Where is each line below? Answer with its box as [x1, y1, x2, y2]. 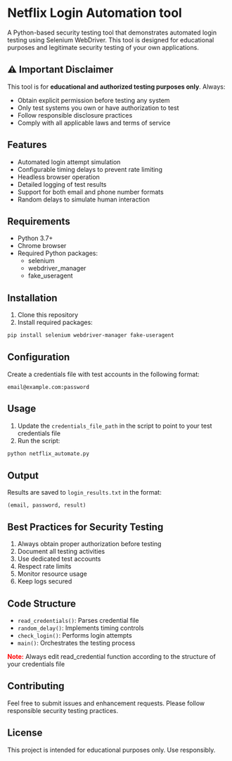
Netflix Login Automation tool [7, 5, 183, 21]
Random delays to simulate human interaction [17, 195, 150, 204]
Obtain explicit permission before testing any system [17, 96, 170, 104]
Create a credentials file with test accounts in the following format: [7, 370, 200, 378]
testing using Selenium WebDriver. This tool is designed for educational [7, 35, 214, 44]
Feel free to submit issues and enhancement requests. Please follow [7, 699, 205, 707]
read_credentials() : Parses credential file [17, 617, 139, 624]
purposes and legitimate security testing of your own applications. [7, 43, 199, 51]
